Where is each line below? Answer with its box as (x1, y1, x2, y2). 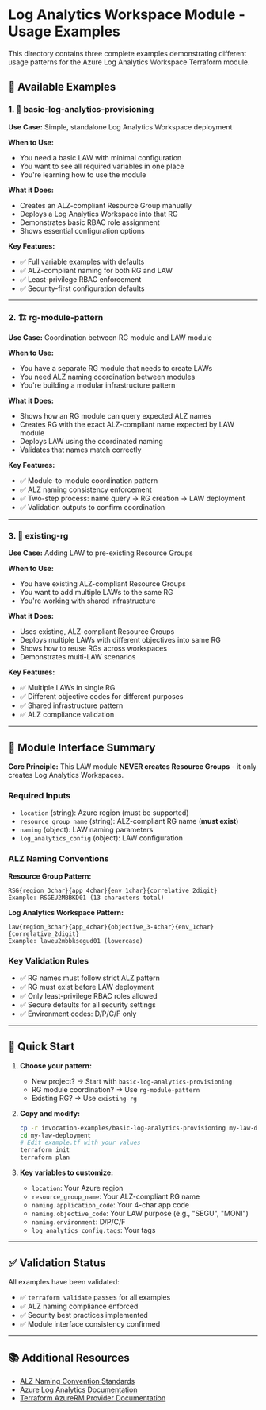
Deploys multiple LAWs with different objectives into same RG (19, 635, 222, 645)
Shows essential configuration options (19, 226, 145, 235)
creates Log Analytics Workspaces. (8, 771, 124, 780)
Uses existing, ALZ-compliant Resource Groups (19, 627, 175, 636)
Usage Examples (8, 22, 121, 41)
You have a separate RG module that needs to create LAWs (19, 363, 213, 373)
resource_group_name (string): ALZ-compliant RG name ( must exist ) (19, 817, 239, 826)
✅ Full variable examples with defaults (19, 257, 145, 266)
